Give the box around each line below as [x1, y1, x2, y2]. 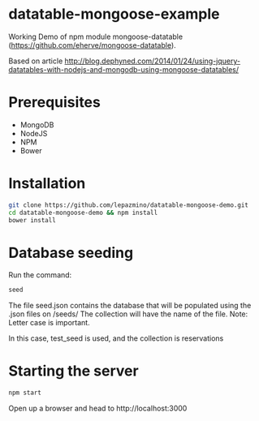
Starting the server [8, 362, 140, 380]
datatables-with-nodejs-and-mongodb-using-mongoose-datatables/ [8, 64, 240, 74]
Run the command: [8, 270, 72, 280]
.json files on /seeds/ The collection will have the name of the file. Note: [8, 309, 248, 319]
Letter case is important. [8, 318, 91, 328]
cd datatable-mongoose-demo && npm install [8, 208, 158, 217]
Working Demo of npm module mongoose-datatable [8, 32, 183, 41]
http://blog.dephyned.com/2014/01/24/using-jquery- [64, 56, 241, 66]
